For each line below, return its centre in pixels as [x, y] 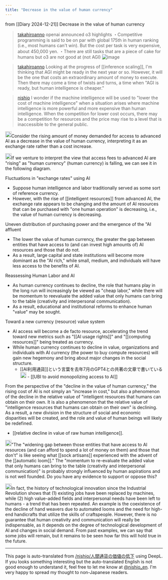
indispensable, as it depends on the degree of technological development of [84, 525]
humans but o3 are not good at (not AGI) [59, 57]
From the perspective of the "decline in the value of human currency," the [81, 386]
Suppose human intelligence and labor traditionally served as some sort [86, 188]
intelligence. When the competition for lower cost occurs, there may [87, 114]
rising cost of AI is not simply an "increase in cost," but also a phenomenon [82, 392]
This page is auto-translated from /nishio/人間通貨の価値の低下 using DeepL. [84, 556]
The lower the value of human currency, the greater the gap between [83, 239]
